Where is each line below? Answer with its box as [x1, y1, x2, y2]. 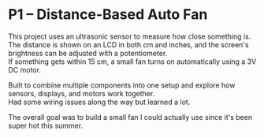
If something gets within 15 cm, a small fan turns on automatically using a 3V [8, 57, 257, 66]
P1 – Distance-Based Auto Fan [8, 6, 208, 24]
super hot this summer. [8, 121, 84, 130]
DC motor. [8, 65, 42, 74]
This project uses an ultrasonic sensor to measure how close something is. [8, 32, 251, 41]
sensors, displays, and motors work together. [8, 88, 155, 98]
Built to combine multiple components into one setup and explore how [8, 80, 236, 90]
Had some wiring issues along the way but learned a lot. [8, 97, 191, 106]
